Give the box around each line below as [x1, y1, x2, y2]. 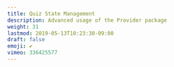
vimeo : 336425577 [7, 50, 58, 57]
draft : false [7, 36, 45, 43]
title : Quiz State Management [7, 10, 96, 17]
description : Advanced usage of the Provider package [7, 17, 168, 24]
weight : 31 [7, 23, 39, 30]
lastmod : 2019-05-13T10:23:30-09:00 [7, 29, 114, 37]
